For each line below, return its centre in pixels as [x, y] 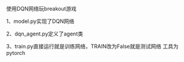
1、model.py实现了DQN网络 [40, 21]
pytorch [16, 53]
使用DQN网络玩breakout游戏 [41, 9]
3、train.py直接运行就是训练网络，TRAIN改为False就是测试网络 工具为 [92, 46]
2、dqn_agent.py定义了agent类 [45, 34]
